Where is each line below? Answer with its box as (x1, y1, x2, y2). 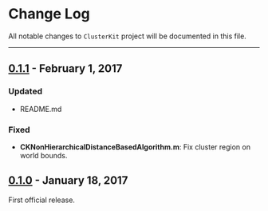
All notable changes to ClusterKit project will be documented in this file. (8, 31, 247, 41)
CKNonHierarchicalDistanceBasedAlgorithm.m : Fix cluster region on (19, 141, 251, 152)
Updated (8, 86, 42, 97)
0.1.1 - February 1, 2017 (8, 62, 123, 76)
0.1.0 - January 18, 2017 (8, 173, 128, 188)
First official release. (8, 195, 76, 205)
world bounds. (19, 150, 68, 160)
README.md (19, 104, 62, 113)
